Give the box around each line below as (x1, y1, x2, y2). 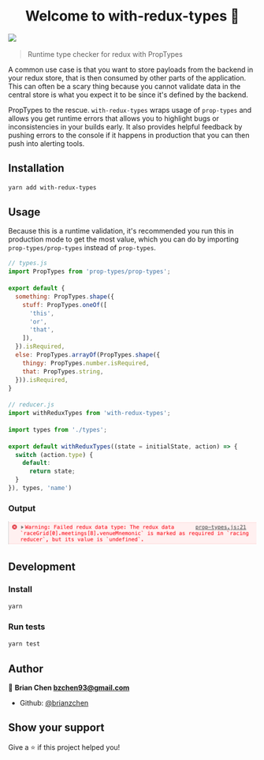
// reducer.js (8, 401, 55, 409)
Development (8, 560, 76, 573)
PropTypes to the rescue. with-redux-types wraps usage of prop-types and (8, 105, 252, 114)
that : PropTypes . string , (22, 367, 104, 376)
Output (8, 503, 36, 514)
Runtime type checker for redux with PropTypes (27, 49, 183, 58)
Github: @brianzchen (19, 698, 89, 708)
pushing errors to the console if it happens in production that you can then (8, 130, 250, 140)
